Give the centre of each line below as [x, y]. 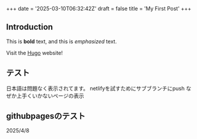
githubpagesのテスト [46, 116]
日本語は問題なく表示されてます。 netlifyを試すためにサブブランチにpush [96, 88]
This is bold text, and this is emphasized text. [61, 41]
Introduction [30, 27]
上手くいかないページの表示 [50, 96]
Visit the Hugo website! [35, 53]
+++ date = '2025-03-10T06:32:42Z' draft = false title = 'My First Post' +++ [99, 9]
